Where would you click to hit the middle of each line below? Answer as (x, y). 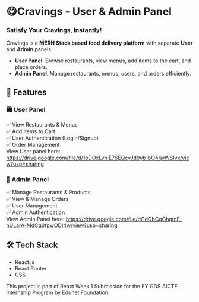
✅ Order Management (33, 145)
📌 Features (26, 92)
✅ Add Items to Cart (31, 131)
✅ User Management (32, 206)
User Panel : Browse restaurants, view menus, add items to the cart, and (103, 61)
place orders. (31, 67)
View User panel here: (33, 152)
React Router (31, 269)
